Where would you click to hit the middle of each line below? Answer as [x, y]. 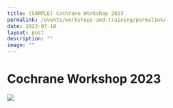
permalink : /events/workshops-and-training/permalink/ [87, 20]
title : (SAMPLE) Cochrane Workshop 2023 [66, 13]
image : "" [21, 45]
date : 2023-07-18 [32, 26]
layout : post [26, 32]
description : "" [30, 39]
